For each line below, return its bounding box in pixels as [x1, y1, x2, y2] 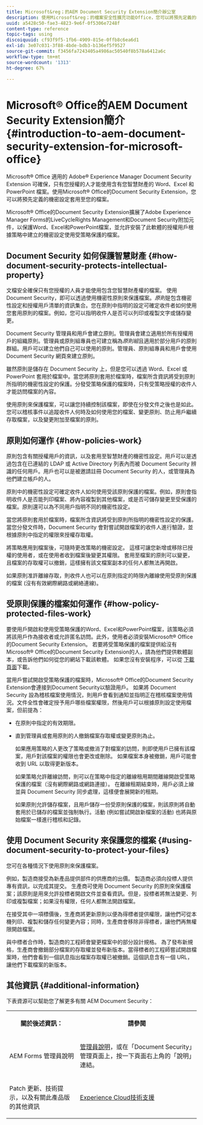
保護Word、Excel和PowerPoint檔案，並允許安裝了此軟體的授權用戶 [22, 224, 188, 231]
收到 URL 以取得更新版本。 [14, 760, 82, 767]
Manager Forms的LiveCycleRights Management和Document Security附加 [6, 216, 189, 224]
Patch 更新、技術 [9, 1084, 58, 1093]
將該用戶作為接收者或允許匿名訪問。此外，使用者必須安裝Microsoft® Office [6, 633, 193, 640]
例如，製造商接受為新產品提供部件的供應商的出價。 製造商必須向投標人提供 [6, 875, 193, 882]
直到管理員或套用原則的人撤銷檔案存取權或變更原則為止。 [14, 732, 158, 739]
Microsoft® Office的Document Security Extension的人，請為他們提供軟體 [6, 648, 188, 655]
